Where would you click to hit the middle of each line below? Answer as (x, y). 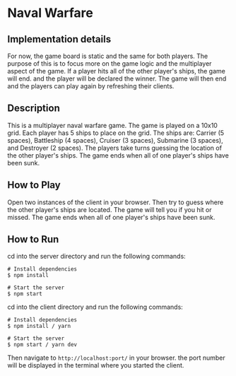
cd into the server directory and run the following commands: (96, 257)
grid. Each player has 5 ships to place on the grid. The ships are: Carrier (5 (116, 133)
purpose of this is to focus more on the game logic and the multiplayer (110, 64)
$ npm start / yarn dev (42, 345)
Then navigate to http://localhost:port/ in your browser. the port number (117, 358)
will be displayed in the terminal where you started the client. (96, 365)
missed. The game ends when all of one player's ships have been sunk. (111, 217)
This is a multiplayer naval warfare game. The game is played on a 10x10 (112, 125)
